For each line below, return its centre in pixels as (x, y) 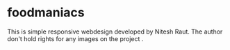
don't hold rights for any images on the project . (75, 38)
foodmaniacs (46, 13)
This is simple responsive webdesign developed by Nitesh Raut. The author (115, 32)
